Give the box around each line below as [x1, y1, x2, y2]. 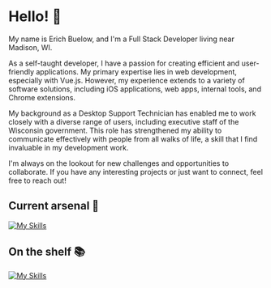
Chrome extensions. [8, 92, 75, 102]
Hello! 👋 [8, 7, 62, 26]
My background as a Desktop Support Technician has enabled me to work [8, 108, 256, 118]
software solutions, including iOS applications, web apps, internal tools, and [8, 84, 262, 94]
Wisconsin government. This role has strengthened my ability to [8, 125, 222, 135]
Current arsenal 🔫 [8, 199, 100, 213]
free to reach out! [8, 176, 67, 185]
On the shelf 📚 [8, 245, 85, 259]
